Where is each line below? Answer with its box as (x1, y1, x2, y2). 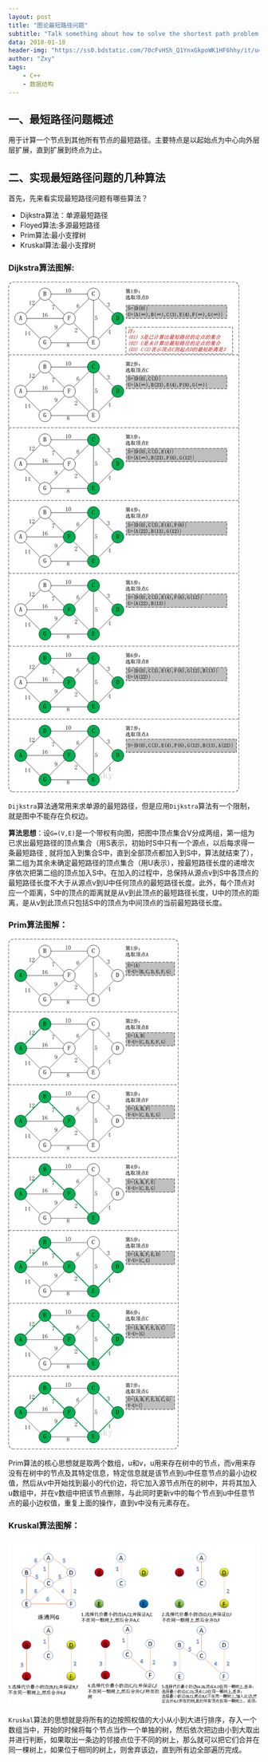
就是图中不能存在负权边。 (8, 810, 93, 821)
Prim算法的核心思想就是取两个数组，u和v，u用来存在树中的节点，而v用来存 (8, 1458, 257, 1468)
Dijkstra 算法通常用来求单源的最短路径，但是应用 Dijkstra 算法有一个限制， (8, 801, 254, 810)
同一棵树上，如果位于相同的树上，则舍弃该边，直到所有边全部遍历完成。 (8, 1744, 246, 1754)
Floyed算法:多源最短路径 (19, 220, 100, 231)
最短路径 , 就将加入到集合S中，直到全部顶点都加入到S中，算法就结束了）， (14, 848, 258, 857)
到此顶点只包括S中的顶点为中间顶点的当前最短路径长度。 (39, 897, 227, 907)
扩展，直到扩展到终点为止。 (14, 145, 106, 155)
